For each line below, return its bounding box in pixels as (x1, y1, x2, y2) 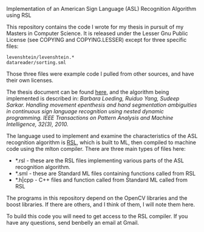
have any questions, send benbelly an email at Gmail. (6, 219, 140, 226)
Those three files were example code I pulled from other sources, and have (6, 70, 194, 78)
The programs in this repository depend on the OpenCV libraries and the (6, 194, 188, 202)
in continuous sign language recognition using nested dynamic (6, 108, 164, 114)
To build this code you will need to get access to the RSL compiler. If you (6, 213, 188, 220)
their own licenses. (6, 77, 53, 84)
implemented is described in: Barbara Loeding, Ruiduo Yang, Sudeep (6, 95, 180, 102)
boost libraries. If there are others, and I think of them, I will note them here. (6, 201, 195, 208)
